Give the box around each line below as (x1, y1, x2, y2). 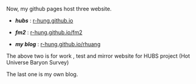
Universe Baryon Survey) (6, 59, 69, 66)
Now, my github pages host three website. (6, 5, 112, 12)
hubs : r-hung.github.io (15, 17, 73, 24)
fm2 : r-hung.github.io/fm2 (15, 29, 83, 36)
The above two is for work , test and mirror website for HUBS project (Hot (6, 52, 190, 60)
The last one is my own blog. (6, 71, 78, 78)
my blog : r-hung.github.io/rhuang (15, 41, 101, 47)
